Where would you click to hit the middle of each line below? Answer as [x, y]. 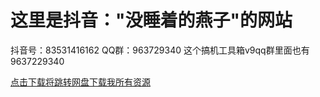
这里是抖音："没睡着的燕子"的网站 [151, 20]
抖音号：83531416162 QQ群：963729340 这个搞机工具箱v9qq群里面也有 [160, 50]
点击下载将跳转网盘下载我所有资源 [80, 82]
